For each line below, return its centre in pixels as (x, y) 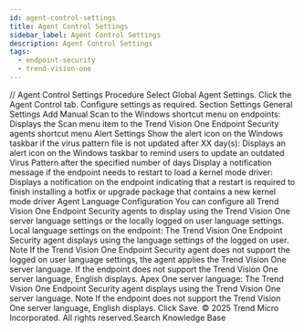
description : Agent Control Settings (81, 43)
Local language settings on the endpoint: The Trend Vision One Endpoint (146, 230)
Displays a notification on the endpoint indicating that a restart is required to (152, 182)
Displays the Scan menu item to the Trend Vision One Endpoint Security (144, 123)
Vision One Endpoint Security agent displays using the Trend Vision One (145, 288)
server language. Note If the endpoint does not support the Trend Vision (145, 298)
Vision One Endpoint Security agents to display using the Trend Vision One (150, 211)
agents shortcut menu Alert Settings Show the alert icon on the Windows (147, 133)
